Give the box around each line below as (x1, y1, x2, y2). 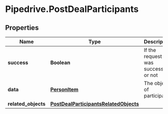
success (7, 59, 28, 66)
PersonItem (50, 86, 78, 93)
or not (143, 71, 158, 78)
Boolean (50, 59, 70, 66)
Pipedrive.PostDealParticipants (5, 3, 139, 15)
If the (143, 46, 156, 53)
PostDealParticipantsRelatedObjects (50, 100, 139, 107)
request (143, 53, 162, 59)
